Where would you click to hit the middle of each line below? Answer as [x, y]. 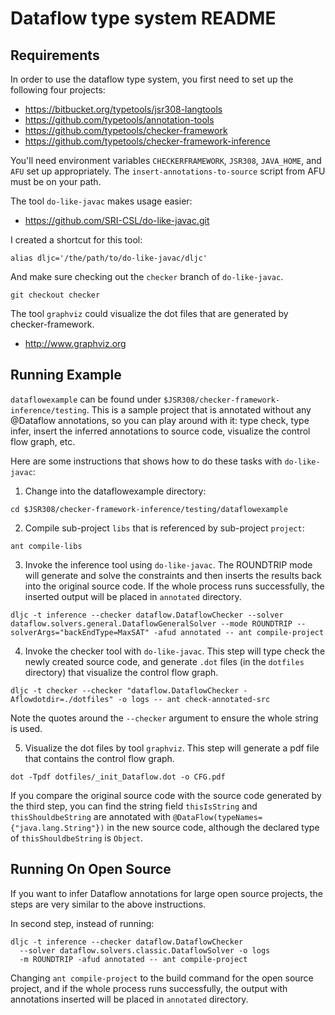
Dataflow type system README [143, 18]
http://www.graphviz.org [75, 343]
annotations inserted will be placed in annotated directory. [129, 999]
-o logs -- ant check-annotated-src [194, 699]
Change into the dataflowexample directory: [115, 491]
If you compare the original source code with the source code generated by [166, 795]
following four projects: [58, 90]
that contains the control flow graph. [99, 758]
